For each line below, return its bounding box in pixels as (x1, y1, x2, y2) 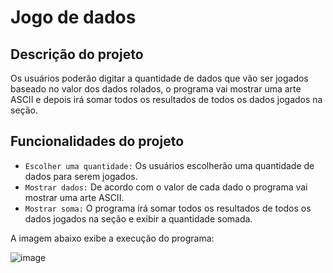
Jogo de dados (10, 6, 137, 29)
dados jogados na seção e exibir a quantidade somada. (24, 212, 253, 225)
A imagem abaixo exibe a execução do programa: (10, 232, 215, 244)
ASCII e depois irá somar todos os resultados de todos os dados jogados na (10, 94, 323, 105)
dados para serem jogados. (24, 170, 138, 182)
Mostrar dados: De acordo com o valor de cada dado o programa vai (24, 181, 308, 193)
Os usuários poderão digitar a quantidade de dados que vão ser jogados (10, 72, 309, 84)
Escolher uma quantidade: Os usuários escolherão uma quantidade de (24, 159, 315, 171)
